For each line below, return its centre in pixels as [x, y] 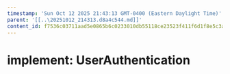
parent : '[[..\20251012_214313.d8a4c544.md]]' [75, 20]
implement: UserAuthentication [99, 60]
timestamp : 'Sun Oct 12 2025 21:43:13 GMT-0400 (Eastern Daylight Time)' [115, 13]
